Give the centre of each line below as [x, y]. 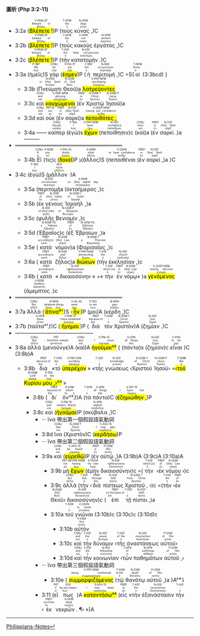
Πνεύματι [50, 89]
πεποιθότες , [101, 118]
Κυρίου [32, 383]
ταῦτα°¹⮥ [40, 326]
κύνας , [83, 31]
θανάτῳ [135, 580]
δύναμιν [103, 544]
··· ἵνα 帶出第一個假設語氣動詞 [78, 420]
